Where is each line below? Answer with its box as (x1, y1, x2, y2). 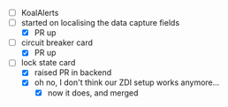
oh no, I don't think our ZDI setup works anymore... (34, 77, 220, 88)
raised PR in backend (34, 67, 112, 78)
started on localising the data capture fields (20, 18, 180, 28)
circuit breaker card (20, 37, 94, 48)
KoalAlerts (20, 8, 59, 18)
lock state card (20, 57, 76, 68)
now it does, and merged (47, 88, 139, 98)
